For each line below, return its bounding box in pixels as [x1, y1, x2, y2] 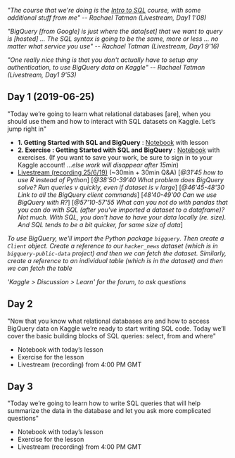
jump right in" [7, 125, 47, 133]
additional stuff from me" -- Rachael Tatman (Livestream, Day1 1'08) [7, 13, 207, 22]
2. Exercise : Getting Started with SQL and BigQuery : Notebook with [17, 146, 220, 154]
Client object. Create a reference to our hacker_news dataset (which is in [7, 241, 218, 250]
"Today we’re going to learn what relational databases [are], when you [7, 109, 211, 118]
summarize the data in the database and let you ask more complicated [7, 407, 211, 415]
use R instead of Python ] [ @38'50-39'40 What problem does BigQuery [17, 175, 224, 184]
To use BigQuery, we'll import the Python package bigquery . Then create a [7, 234, 224, 242]
